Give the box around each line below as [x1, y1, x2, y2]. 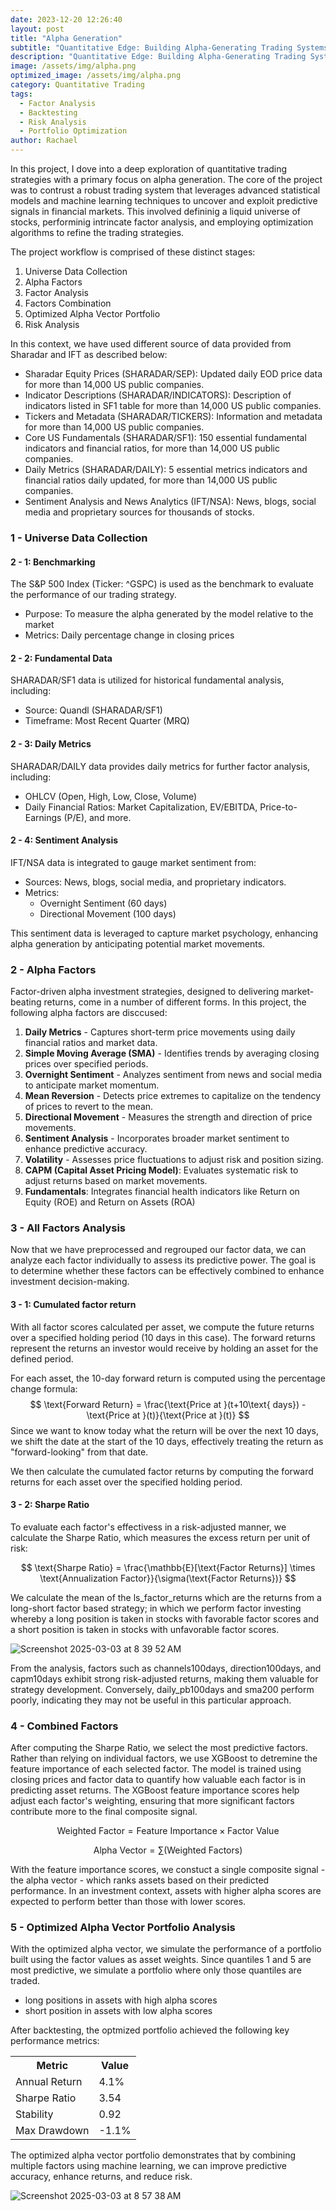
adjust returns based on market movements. [24, 1175, 208, 1187]
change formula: [10, 1382, 78, 1395]
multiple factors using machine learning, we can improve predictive [10, 2160, 288, 2172]
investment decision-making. [10, 1276, 130, 1288]
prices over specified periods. [24, 1058, 149, 1070]
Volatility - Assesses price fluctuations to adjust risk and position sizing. [24, 1154, 324, 1166]
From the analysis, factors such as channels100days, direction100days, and [10, 1662, 322, 1674]
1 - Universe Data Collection [10, 531, 148, 545]
